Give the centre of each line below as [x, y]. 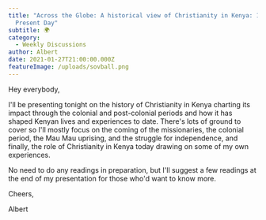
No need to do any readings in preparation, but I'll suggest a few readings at [133, 170]
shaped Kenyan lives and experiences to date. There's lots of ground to [125, 121]
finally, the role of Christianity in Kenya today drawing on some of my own [129, 146]
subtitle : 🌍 [29, 30]
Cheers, [21, 193]
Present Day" [37, 23]
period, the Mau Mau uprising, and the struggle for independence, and [123, 138]
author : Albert [33, 52]
